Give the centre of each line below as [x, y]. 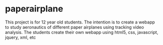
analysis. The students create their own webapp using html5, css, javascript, [82, 32]
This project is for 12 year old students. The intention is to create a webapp [80, 22]
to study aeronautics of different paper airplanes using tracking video [75, 27]
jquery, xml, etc [20, 37]
